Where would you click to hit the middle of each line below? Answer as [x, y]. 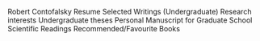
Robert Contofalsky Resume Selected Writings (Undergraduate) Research [130, 12]
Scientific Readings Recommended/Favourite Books [94, 29]
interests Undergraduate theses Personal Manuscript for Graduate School [130, 20]
